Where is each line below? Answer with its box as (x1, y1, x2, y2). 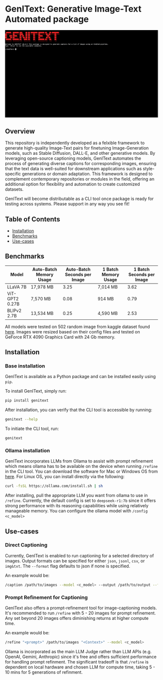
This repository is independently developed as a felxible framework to (5, 140, 145, 146)
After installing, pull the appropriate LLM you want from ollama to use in (5, 493, 148, 498)
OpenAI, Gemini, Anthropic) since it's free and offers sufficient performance (5, 654, 157, 660)
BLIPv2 (7, 308, 22, 314)
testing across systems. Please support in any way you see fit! (5, 201, 130, 207)
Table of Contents (5, 215, 61, 223)
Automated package (5, 14, 89, 25)
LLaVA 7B (7, 284, 27, 290)
